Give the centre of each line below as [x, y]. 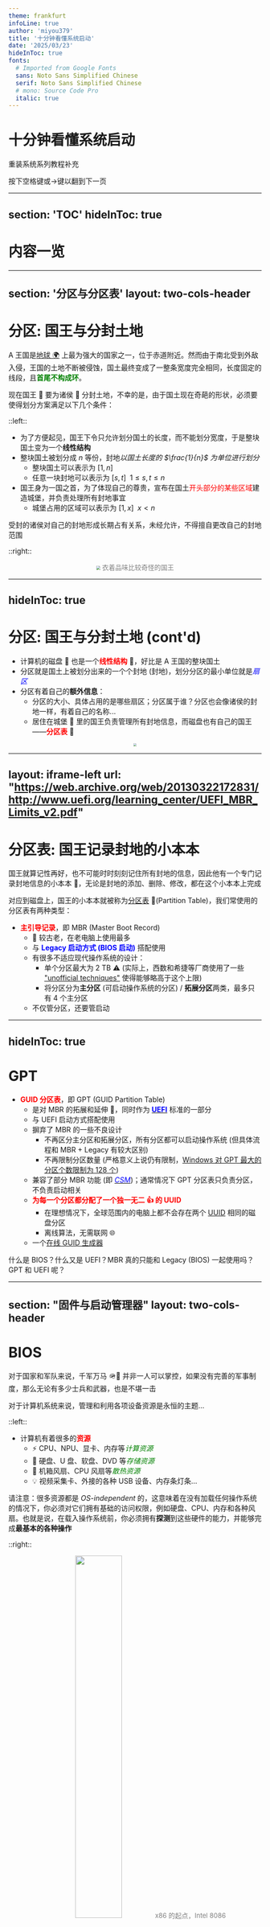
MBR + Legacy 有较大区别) [104, 1149]
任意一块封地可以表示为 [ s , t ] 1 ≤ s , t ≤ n [98, 477]
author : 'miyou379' [41, 31]
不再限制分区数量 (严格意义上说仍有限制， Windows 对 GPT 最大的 [153, 1160]
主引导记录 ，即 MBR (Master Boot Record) [90, 928]
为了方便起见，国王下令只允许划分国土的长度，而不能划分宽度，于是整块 [139, 437]
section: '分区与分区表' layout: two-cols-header [129, 293]
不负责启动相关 [57, 1189]
